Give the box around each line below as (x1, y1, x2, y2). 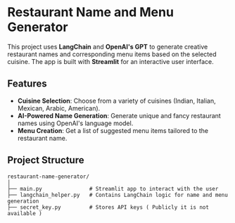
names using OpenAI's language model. (17, 119, 134, 127)
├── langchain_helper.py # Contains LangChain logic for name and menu (7, 191, 229, 198)
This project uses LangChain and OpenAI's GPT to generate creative (7, 42, 208, 51)
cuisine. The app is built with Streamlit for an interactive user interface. (7, 57, 214, 65)
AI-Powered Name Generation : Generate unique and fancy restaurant (17, 111, 222, 120)
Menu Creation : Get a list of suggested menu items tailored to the (17, 126, 209, 134)
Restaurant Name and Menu (7, 4, 174, 20)
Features (7, 78, 47, 90)
